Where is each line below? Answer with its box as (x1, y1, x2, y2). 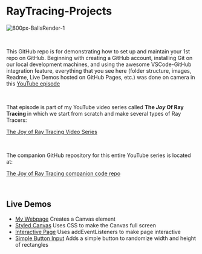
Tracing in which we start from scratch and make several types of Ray (6, 110, 181, 117)
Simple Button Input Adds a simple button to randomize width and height (15, 235, 197, 242)
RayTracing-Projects (6, 4, 112, 18)
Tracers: (6, 116, 27, 124)
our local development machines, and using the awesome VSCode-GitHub (6, 61, 192, 68)
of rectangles (15, 241, 48, 248)
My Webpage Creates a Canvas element (15, 215, 116, 222)
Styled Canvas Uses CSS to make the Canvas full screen (15, 221, 156, 229)
